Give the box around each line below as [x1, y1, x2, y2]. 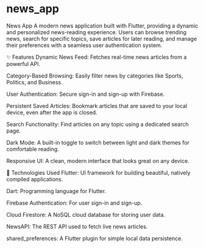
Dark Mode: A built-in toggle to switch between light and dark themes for [6, 139, 190, 146]
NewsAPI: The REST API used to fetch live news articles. [6, 222, 148, 230]
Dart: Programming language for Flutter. [6, 187, 107, 194]
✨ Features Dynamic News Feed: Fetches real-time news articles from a [6, 53, 187, 60]
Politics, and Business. [6, 78, 63, 86]
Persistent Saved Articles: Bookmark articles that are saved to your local [6, 102, 188, 109]
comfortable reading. [6, 145, 59, 153]
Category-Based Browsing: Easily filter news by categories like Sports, [6, 72, 184, 79]
